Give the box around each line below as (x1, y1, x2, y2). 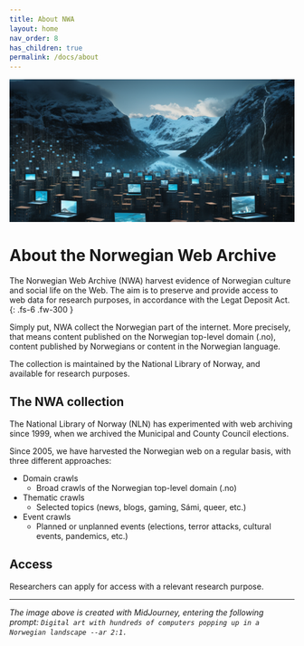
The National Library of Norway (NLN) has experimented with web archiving (9, 418, 293, 429)
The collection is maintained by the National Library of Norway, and (9, 359, 261, 370)
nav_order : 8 (9, 34, 59, 43)
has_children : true (9, 43, 83, 53)
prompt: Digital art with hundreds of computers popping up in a (9, 616, 261, 627)
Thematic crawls (22, 492, 85, 503)
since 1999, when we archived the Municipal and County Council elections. (9, 428, 290, 439)
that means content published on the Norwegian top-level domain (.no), (9, 332, 276, 342)
